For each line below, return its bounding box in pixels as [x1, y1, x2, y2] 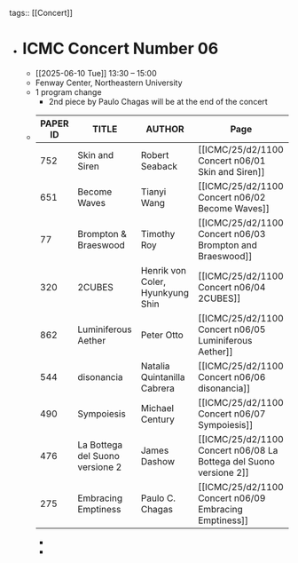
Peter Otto [140, 329, 184, 341]
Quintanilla [140, 370, 185, 383]
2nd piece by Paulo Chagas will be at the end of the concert [48, 96, 268, 107]
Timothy [140, 227, 176, 240]
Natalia [140, 360, 170, 372]
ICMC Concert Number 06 [21, 39, 219, 59]
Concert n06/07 [198, 408, 266, 420]
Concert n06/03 [198, 227, 266, 240]
